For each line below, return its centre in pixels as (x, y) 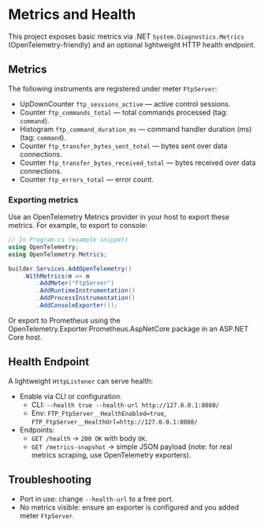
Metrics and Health (72, 15)
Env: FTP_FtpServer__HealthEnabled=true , (99, 413)
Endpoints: (37, 430)
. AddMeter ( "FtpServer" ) (75, 283)
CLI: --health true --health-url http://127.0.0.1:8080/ (125, 405)
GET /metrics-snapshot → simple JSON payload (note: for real (132, 447)
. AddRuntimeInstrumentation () (86, 291)
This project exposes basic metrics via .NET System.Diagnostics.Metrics (126, 36)
